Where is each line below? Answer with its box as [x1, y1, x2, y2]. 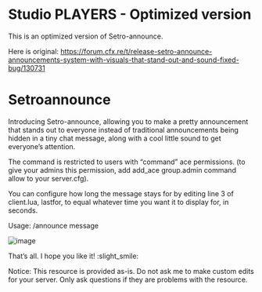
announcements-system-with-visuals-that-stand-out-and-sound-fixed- [8, 55, 240, 64]
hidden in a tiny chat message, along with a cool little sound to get [8, 133, 221, 143]
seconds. [8, 206, 38, 215]
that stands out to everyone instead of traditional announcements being [8, 125, 239, 134]
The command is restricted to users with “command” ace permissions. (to [8, 157, 246, 166]
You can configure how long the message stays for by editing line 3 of [8, 188, 235, 198]
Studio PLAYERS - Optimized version [8, 5, 252, 24]
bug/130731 [8, 63, 45, 72]
